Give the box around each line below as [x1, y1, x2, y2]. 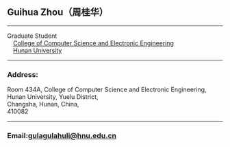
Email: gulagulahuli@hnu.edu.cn [7, 131, 117, 141]
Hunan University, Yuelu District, [7, 93, 99, 101]
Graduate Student [7, 32, 57, 40]
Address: [7, 69, 39, 79]
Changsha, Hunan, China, [7, 100, 79, 109]
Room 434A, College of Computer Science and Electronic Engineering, [7, 85, 207, 94]
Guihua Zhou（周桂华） [7, 6, 108, 19]
